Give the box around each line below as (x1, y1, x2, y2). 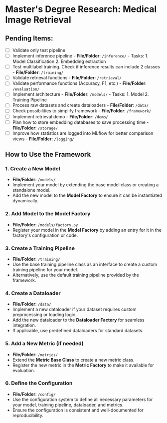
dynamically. (12, 198, 39, 204)
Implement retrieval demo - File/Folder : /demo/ (12, 113, 108, 119)
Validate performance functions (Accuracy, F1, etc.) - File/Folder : (12, 80, 147, 86)
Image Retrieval (5, 14, 71, 25)
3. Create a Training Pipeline (5, 245, 75, 252)
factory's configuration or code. (12, 232, 78, 238)
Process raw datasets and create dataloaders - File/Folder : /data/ (12, 102, 149, 108)
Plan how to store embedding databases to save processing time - (12, 119, 149, 125)
